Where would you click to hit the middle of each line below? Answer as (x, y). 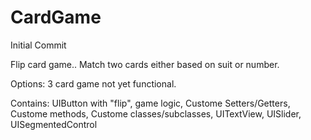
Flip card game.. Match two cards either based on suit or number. (145, 64)
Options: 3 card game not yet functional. (93, 83)
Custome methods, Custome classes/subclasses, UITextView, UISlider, (156, 113)
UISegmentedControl (54, 124)
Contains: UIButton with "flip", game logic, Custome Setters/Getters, (150, 103)
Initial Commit (38, 45)
